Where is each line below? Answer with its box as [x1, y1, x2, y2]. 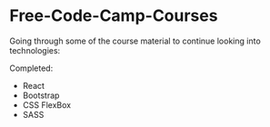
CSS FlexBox [22, 99, 71, 110]
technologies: [9, 44, 61, 55]
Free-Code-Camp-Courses [9, 5, 218, 26]
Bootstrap [22, 90, 60, 101]
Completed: [9, 63, 54, 73]
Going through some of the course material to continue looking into [9, 35, 261, 46]
